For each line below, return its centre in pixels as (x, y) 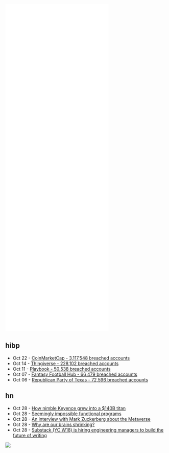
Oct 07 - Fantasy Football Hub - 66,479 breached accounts (75, 374)
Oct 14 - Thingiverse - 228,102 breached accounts (66, 363)
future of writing (30, 435)
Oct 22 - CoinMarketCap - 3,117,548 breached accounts (71, 358)
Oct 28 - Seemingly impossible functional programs (67, 414)
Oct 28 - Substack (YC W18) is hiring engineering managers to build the (88, 430)
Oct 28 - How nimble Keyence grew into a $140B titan (69, 408)
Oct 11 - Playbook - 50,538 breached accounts (62, 369)
